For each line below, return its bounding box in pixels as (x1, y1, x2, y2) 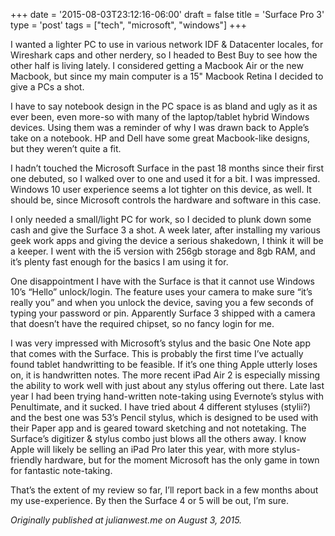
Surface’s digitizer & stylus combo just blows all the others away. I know (10, 433, 307, 444)
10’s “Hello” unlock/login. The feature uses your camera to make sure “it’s (10, 286, 313, 298)
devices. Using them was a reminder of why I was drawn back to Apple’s (10, 122, 310, 133)
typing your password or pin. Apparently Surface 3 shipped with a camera (10, 307, 316, 319)
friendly (10, 454, 43, 466)
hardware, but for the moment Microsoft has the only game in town (44, 454, 320, 466)
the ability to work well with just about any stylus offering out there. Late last (10, 380, 325, 391)
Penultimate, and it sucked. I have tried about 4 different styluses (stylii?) (10, 401, 312, 413)
